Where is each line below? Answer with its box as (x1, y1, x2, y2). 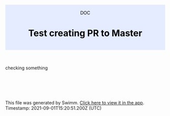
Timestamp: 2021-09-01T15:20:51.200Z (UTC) (5, 105, 102, 111)
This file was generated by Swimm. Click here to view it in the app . (5, 99, 145, 105)
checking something (5, 65, 48, 71)
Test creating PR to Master (28, 27, 143, 39)
